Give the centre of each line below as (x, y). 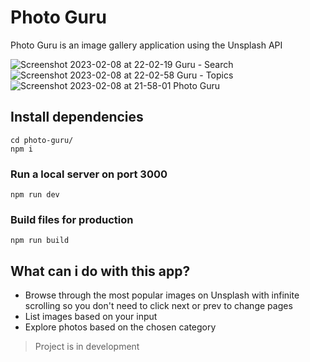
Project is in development (87, 347)
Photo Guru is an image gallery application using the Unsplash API (146, 45)
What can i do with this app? (100, 271)
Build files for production (72, 219)
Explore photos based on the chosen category (120, 327)
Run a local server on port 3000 (89, 174)
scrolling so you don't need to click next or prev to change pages (158, 306)
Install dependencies (77, 117)
